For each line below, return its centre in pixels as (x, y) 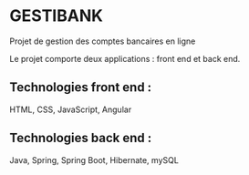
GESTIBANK (56, 16)
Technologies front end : (81, 87)
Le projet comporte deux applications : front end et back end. (125, 58)
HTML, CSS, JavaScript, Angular (71, 109)
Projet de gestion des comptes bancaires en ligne (103, 41)
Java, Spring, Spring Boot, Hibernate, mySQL (94, 160)
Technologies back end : (81, 138)
